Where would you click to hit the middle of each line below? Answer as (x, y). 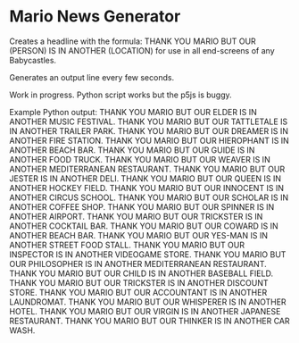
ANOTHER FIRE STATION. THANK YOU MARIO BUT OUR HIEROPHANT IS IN (149, 140)
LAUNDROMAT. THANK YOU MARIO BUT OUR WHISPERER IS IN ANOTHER (148, 302)
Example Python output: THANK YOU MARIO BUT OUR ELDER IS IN (133, 112)
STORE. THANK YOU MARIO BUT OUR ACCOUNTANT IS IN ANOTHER (138, 292)
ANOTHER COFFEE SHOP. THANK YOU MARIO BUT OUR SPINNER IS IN (142, 206)
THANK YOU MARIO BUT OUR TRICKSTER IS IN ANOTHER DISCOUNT (139, 282)
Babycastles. (33, 60)
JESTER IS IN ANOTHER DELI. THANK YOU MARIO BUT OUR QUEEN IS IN (145, 178)
